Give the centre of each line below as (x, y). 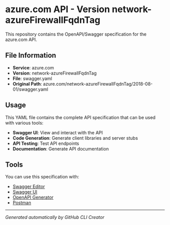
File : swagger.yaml (32, 78)
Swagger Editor (29, 186)
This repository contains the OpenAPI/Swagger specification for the (76, 34)
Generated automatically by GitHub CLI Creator (55, 217)
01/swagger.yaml (30, 89)
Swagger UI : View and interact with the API (58, 132)
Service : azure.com (33, 67)
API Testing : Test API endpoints (46, 143)
